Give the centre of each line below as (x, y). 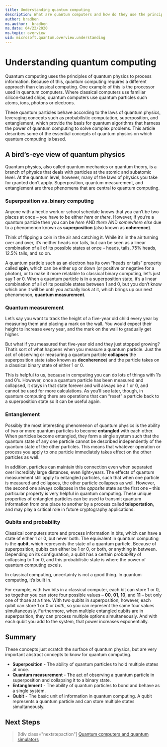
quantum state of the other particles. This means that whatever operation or (83, 446)
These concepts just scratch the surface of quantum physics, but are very (81, 649)
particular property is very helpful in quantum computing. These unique (78, 493)
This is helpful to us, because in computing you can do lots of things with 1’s (83, 375)
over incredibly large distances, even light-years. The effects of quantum (80, 472)
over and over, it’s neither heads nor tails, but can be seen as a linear (76, 242)
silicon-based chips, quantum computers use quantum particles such (76, 97)
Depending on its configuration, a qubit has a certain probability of (73, 554)
